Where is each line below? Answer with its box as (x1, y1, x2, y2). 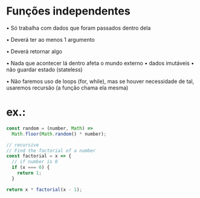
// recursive (6, 142, 39, 148)
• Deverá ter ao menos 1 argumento (6, 36, 95, 43)
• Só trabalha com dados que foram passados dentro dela (6, 24, 151, 31)
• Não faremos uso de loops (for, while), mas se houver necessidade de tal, (6, 78, 195, 85)
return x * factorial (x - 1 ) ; (6, 186, 83, 193)
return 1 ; (17, 170, 42, 176)
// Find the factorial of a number (6, 147, 96, 154)
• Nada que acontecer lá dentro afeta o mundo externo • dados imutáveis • (6, 59, 195, 67)
